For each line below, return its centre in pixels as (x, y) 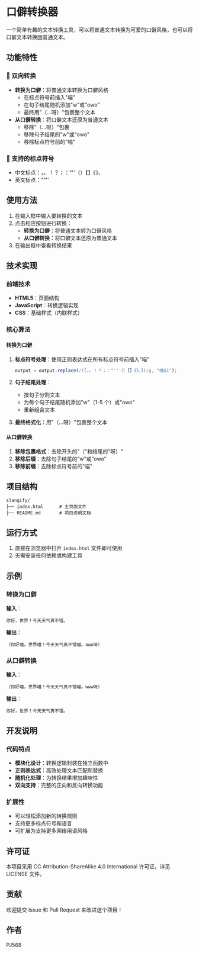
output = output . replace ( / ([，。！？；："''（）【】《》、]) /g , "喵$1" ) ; (96, 371)
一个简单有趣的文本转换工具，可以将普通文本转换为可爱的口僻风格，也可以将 (99, 30)
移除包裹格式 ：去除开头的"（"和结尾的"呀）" (69, 451)
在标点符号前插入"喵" (49, 97)
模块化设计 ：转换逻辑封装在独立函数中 (61, 763)
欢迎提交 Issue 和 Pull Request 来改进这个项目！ (65, 910)
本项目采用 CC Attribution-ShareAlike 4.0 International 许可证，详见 (88, 867)
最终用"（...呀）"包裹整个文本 (60, 112)
